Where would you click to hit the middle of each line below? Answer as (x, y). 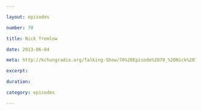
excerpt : (17, 71)
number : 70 (20, 27)
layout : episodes (28, 17)
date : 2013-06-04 (28, 49)
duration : (19, 82)
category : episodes (31, 93)
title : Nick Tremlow (32, 39)
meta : (13, 60)
